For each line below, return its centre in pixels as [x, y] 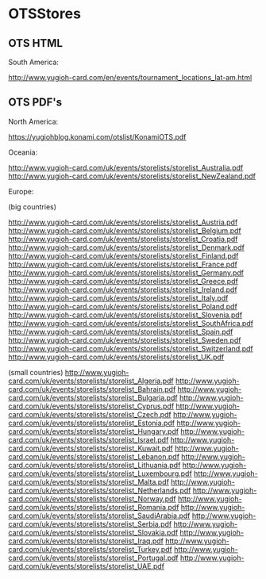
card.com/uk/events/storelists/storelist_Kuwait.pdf [91, 448]
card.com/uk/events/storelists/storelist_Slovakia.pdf [93, 532]
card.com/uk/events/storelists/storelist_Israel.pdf [89, 439]
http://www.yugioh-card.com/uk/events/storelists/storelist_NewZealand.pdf [132, 176]
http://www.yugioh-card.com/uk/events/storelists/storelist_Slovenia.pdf [125, 315]
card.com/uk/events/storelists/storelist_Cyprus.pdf [91, 406]
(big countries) [33, 206]
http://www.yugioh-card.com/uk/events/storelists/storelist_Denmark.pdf [126, 247]
